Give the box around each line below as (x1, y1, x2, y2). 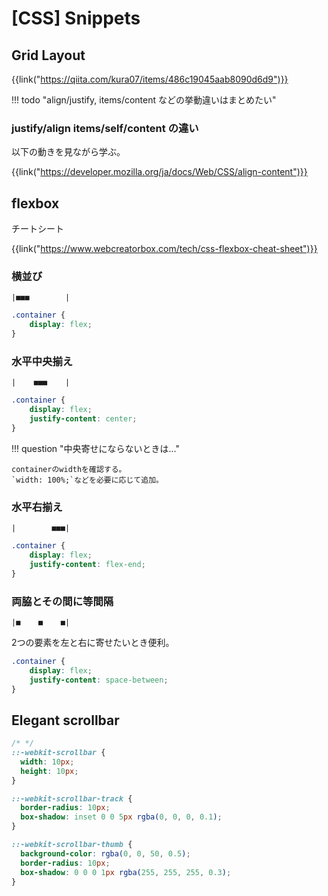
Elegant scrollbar (11, 712, 120, 729)
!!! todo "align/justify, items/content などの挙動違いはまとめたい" (11, 94, 277, 106)
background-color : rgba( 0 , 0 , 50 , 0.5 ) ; (20, 848, 191, 859)
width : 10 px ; (20, 757, 75, 767)
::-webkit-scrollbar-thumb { (11, 840, 133, 850)
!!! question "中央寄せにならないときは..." (11, 442, 180, 454)
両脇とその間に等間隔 (11, 594, 114, 608)
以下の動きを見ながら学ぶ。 (11, 146, 126, 158)
